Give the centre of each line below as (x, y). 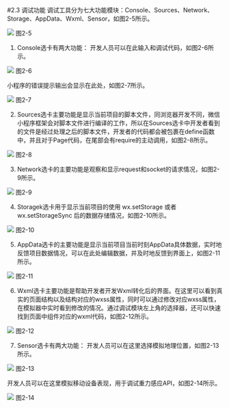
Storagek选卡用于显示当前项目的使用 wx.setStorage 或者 (97, 207)
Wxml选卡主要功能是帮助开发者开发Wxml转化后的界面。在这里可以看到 (117, 291)
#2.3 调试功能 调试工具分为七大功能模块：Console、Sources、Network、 (110, 10)
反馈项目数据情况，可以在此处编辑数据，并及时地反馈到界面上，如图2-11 (119, 253)
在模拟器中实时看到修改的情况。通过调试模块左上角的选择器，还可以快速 (119, 308)
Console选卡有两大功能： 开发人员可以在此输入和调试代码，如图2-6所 (115, 48)
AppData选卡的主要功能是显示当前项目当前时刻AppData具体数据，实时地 (119, 244)
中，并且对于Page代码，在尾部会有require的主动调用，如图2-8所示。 (114, 140)
